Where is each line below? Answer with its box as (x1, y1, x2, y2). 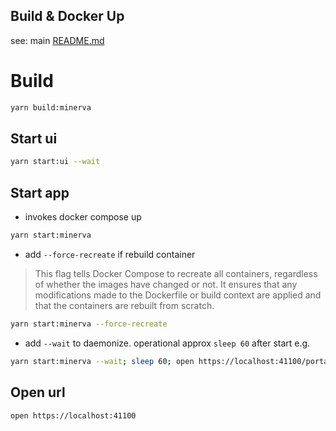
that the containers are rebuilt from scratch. (34, 300, 215, 311)
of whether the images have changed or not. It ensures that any (34, 279, 298, 290)
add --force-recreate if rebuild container (24, 249, 196, 260)
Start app (10, 184, 70, 201)
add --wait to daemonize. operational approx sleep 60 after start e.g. (24, 337, 311, 349)
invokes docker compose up (24, 211, 142, 223)
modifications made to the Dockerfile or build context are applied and (34, 289, 322, 301)
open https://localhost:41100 (10, 410, 137, 421)
